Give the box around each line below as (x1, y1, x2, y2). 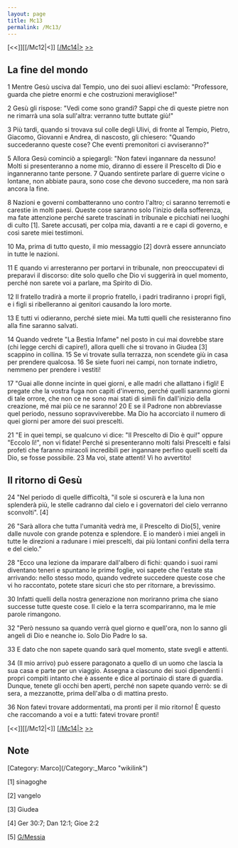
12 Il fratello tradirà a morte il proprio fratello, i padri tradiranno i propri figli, (7, 292, 227, 301)
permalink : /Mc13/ (7, 23, 62, 31)
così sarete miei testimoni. (7, 228, 84, 237)
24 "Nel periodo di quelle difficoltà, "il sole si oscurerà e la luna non (7, 493, 205, 502)
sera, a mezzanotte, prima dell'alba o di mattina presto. (7, 689, 168, 697)
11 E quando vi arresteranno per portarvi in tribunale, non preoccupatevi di (7, 264, 225, 272)
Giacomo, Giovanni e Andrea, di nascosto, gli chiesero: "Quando (7, 133, 195, 142)
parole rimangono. (7, 610, 62, 618)
